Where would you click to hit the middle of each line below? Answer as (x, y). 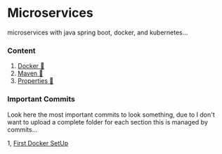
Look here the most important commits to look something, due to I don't (111, 115)
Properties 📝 (35, 81)
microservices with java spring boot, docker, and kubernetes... (98, 32)
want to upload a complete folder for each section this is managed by (108, 122)
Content (22, 51)
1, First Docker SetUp (38, 143)
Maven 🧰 (30, 73)
